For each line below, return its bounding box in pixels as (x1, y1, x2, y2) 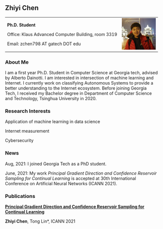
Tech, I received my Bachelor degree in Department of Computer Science (5, 90, 152, 96)
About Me (5, 58, 29, 65)
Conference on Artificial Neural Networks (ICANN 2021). (5, 180, 117, 186)
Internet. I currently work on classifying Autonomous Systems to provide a (5, 80, 154, 86)
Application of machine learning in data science (5, 119, 100, 124)
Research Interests (5, 108, 51, 115)
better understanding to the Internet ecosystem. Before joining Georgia (5, 85, 147, 91)
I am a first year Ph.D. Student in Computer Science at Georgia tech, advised (5, 70, 158, 76)
